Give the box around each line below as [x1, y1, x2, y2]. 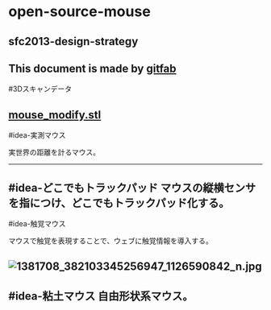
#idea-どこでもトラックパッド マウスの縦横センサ [8, 180, 256, 195]
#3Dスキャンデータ [8, 84, 73, 94]
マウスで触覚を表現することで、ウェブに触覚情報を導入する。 [8, 236, 214, 246]
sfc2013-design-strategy [8, 35, 139, 48]
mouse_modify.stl [8, 108, 102, 122]
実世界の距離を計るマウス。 [8, 147, 101, 157]
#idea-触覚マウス [8, 219, 66, 229]
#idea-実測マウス [8, 130, 66, 140]
